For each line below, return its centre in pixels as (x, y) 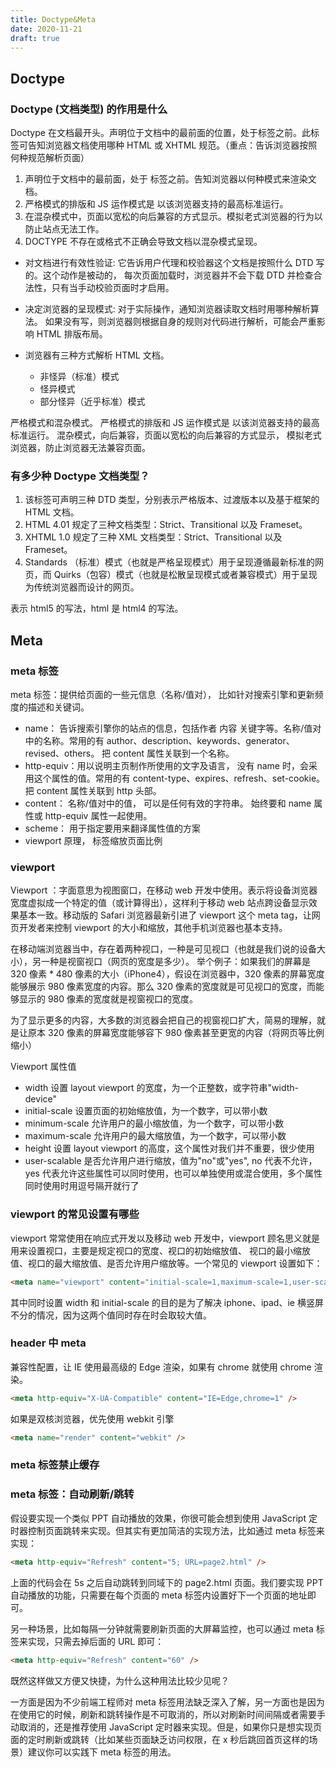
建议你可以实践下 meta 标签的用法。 (102, 1752)
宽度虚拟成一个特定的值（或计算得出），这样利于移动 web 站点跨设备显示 (159, 903)
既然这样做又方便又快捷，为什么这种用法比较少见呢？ (120, 1680)
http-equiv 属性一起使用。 (98, 816)
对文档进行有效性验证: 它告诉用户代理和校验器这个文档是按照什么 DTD (169, 263)
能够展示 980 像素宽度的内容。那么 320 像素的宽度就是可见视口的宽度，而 (163, 987)
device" (40, 1099)
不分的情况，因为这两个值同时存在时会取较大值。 (111, 1315)
